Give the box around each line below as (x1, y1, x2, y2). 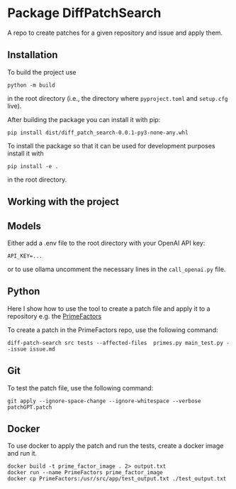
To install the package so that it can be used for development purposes (7, 141, 215, 150)
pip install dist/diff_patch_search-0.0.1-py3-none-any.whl (7, 129, 189, 136)
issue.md (29, 346, 55, 353)
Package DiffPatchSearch (7, 5, 162, 21)
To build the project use (7, 67, 77, 76)
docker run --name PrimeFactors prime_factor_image (7, 469, 163, 476)
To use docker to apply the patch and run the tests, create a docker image (7, 441, 224, 450)
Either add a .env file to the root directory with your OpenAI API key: (7, 238, 206, 247)
